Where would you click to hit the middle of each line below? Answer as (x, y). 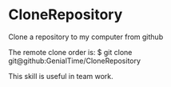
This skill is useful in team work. (61, 76)
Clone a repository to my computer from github (86, 37)
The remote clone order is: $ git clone (70, 52)
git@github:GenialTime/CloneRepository (75, 61)
